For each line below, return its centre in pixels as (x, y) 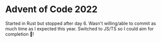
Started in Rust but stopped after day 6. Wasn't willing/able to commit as (80, 23)
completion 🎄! (20, 34)
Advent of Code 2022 (51, 9)
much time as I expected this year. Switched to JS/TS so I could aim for (79, 28)
